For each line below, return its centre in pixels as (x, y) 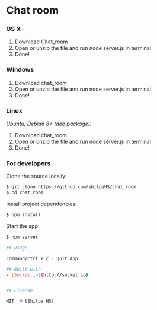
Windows (20, 70)
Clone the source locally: (36, 176)
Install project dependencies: (41, 204)
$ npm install (24, 215)
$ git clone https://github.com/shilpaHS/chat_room (71, 187)
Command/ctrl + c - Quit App (42, 258)
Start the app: (23, 226)
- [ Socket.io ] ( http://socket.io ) (47, 275)
